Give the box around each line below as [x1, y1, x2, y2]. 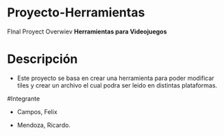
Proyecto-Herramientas [7, 5, 145, 21]
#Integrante [7, 94, 40, 103]
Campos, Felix [16, 107, 58, 115]
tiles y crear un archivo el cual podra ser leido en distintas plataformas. [16, 81, 218, 90]
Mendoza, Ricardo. [16, 121, 71, 129]
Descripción [7, 51, 78, 67]
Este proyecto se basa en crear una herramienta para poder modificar [16, 74, 214, 82]
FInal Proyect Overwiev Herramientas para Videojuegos [7, 27, 167, 36]
